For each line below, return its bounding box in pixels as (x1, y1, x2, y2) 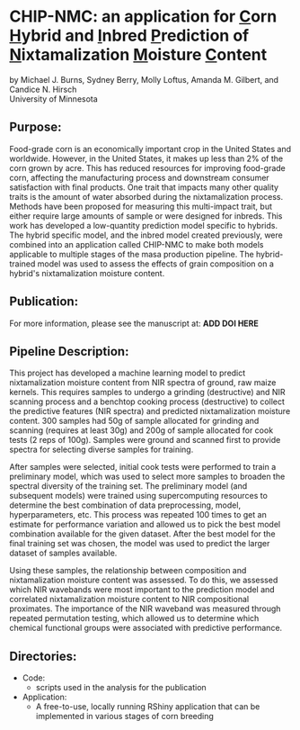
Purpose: (9, 120, 62, 135)
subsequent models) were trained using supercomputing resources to (9, 491, 268, 501)
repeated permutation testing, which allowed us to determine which (9, 613, 260, 624)
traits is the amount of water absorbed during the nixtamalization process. (9, 191, 284, 202)
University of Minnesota (9, 93, 99, 104)
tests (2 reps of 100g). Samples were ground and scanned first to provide (9, 435, 281, 446)
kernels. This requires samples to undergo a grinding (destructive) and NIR (9, 387, 286, 398)
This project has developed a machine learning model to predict (9, 367, 246, 379)
